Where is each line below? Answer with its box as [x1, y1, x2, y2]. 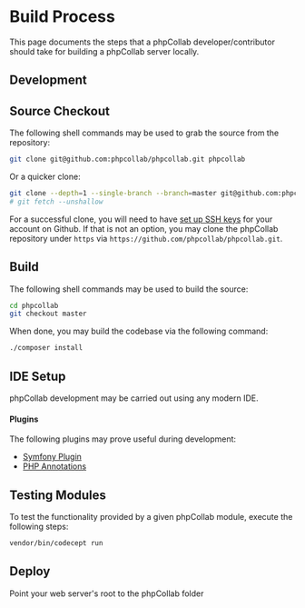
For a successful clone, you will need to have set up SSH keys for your [9, 214, 273, 224]
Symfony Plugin [22, 452, 82, 463]
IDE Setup [9, 368, 66, 384]
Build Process [9, 6, 115, 27]
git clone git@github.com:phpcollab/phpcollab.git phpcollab [9, 154, 246, 164]
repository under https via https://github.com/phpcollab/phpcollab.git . [9, 233, 283, 244]
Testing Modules [9, 487, 107, 503]
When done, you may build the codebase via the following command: [9, 325, 269, 337]
